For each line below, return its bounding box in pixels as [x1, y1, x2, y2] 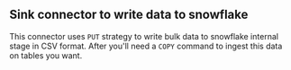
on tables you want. [9, 49, 83, 61]
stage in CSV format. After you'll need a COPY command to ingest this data [9, 40, 283, 51]
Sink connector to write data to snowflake [9, 7, 249, 22]
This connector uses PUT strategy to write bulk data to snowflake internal [9, 31, 279, 41]
